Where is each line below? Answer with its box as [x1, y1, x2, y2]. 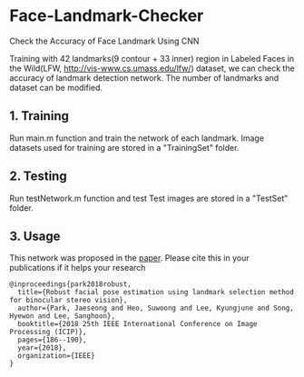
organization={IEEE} [17, 352, 95, 361]
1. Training [9, 108, 70, 124]
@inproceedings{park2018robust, [9, 280, 132, 289]
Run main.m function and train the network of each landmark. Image [9, 133, 265, 144]
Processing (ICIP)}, [9, 328, 88, 337]
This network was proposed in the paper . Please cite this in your [9, 253, 250, 263]
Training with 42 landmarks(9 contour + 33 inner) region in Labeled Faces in [9, 53, 295, 64]
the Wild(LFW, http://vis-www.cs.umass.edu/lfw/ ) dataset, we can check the [9, 63, 295, 74]
